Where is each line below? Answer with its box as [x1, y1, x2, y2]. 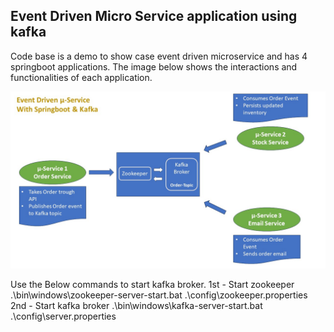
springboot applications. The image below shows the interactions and [10, 60, 298, 73]
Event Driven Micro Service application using [10, 8, 298, 25]
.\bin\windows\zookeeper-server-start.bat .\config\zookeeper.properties [10, 289, 308, 301]
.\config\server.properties [10, 310, 117, 323]
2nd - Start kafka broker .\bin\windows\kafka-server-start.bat [10, 300, 263, 312]
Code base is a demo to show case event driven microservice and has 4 [10, 50, 308, 62]
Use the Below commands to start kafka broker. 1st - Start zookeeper [10, 279, 295, 291]
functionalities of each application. [10, 71, 153, 83]
